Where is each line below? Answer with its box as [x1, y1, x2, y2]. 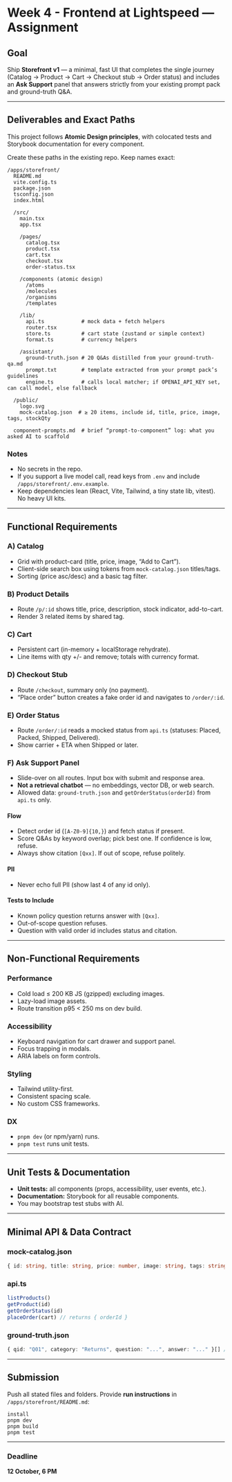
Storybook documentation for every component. [7, 140, 145, 148]
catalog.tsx [25, 239, 60, 246]
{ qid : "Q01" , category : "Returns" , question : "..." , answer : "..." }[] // [7, 1346, 230, 1353]
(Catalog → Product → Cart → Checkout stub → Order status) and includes [7, 73, 220, 81]
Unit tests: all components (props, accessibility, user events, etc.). [17, 1185, 206, 1193]
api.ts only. [17, 796, 52, 804]
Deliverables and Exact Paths [7, 114, 136, 126]
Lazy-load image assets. [17, 997, 88, 1005]
